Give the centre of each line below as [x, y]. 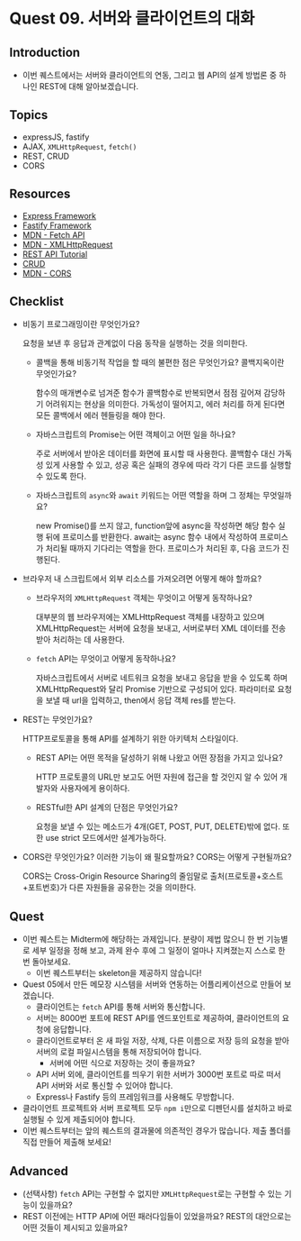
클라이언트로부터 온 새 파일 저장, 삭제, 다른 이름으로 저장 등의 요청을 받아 [163, 1041]
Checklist [37, 301]
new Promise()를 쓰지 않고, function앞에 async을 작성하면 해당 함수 [156, 526]
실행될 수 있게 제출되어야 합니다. [79, 1119]
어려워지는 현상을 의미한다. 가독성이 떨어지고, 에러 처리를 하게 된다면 [165, 404]
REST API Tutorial [55, 254]
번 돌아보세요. [47, 962]
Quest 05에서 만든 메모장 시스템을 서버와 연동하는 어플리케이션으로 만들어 [152, 984]
